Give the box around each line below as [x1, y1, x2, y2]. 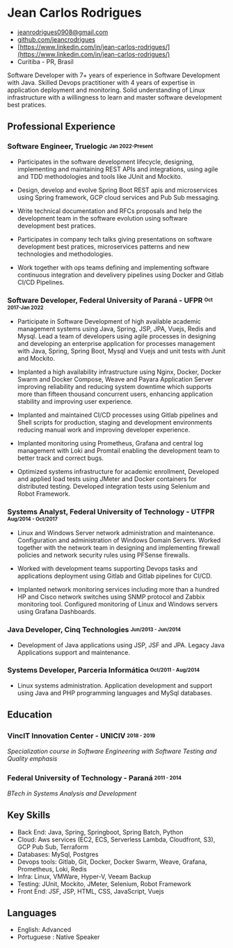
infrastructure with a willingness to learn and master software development [7, 93, 223, 102]
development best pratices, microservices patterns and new [17, 242, 190, 251]
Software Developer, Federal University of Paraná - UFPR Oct [7, 295, 214, 305]
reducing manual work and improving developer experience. [17, 425, 191, 434]
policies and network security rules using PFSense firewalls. [17, 551, 190, 560]
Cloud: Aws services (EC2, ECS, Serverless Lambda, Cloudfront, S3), [17, 835, 216, 844]
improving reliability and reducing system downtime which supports [17, 382, 212, 390]
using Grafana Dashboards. [17, 608, 96, 616]
